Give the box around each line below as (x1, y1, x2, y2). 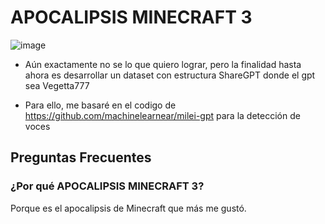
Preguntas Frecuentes (10, 149, 152, 166)
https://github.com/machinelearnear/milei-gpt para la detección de (24, 109, 301, 121)
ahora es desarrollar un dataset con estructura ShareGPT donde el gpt (24, 69, 316, 81)
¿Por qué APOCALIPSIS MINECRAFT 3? (10, 179, 205, 193)
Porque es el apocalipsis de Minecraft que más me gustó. (10, 202, 247, 214)
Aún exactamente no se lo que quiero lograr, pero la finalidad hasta (24, 58, 302, 70)
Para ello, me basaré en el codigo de (24, 99, 177, 111)
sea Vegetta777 (24, 79, 90, 91)
